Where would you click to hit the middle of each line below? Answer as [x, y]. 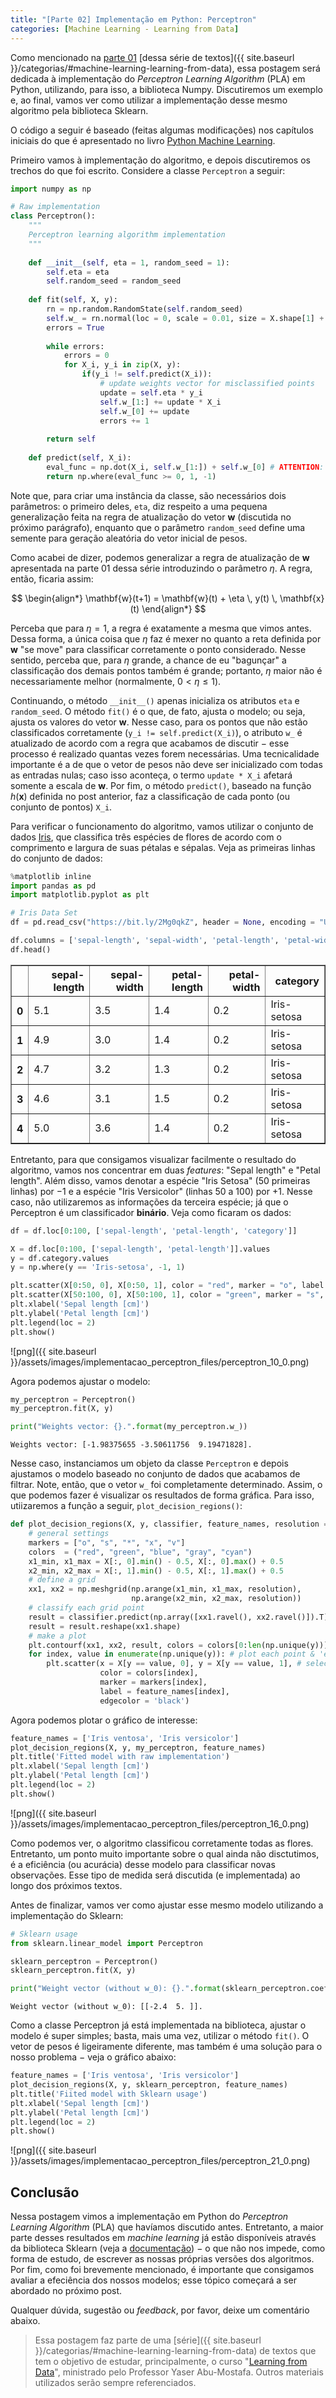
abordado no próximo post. [66, 2291]
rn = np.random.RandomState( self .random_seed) [145, 309]
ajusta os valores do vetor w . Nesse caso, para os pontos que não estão [159, 722]
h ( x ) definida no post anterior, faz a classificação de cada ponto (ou [150, 796]
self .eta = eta [78, 272]
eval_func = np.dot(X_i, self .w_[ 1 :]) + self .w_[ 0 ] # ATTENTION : [185, 467]
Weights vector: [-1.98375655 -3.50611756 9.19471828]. [131, 1445]
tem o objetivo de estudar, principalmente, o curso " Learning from [171, 2362]
